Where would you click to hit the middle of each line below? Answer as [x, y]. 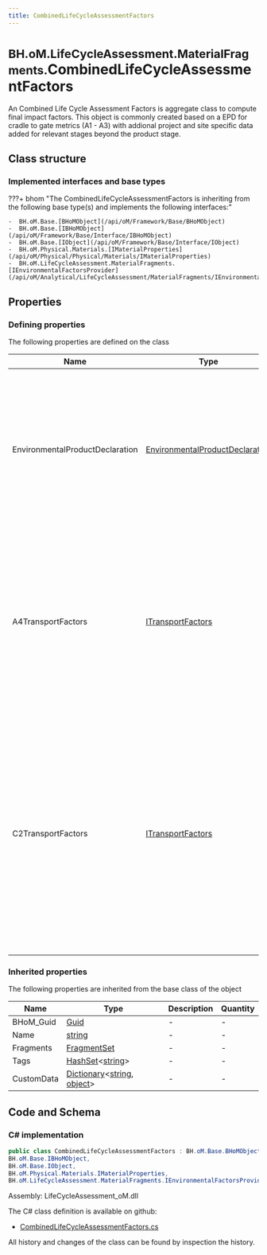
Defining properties [47, 325]
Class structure [47, 159]
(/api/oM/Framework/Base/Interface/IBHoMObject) [90, 236]
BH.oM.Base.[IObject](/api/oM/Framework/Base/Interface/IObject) [129, 243]
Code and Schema [54, 1112]
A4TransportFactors [50, 622]
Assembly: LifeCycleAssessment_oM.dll [74, 1196]
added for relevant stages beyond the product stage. [95, 134]
